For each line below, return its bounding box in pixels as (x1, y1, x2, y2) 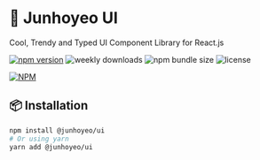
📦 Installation (9, 98, 89, 113)
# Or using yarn (9, 134, 69, 143)
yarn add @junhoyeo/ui (9, 142, 93, 151)
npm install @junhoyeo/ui (9, 126, 105, 135)
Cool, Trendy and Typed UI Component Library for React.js (9, 37, 225, 48)
